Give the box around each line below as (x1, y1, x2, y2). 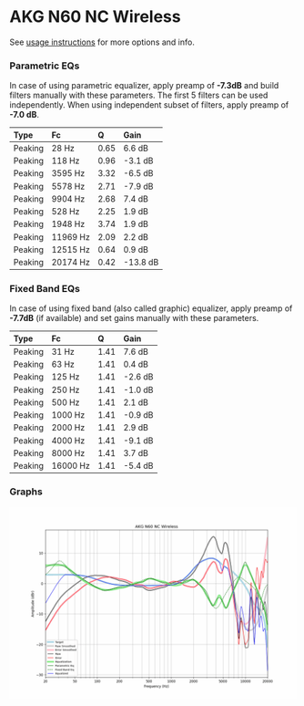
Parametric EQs (9, 59, 80, 72)
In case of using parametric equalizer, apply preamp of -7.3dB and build (9, 80, 279, 91)
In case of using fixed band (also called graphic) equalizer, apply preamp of (9, 303, 293, 314)
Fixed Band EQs (9, 282, 80, 295)
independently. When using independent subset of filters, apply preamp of (9, 99, 289, 110)
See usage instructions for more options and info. (9, 36, 196, 47)
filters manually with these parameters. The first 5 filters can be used (9, 89, 269, 101)
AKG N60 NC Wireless (9, 6, 181, 27)
